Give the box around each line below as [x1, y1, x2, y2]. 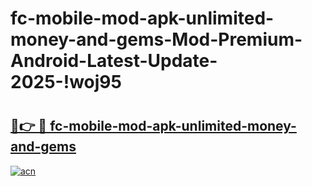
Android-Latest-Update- [10, 50, 218, 72]
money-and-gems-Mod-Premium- [10, 28, 303, 51]
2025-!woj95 [10, 71, 122, 94]
